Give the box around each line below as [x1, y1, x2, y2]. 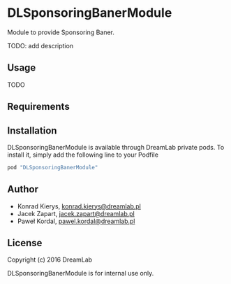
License [7, 237, 43, 249]
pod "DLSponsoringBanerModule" [7, 164, 98, 171]
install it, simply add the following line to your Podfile [7, 150, 159, 159]
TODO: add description [7, 41, 74, 50]
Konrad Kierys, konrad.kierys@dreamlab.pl [17, 201, 141, 211]
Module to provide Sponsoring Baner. [7, 28, 115, 36]
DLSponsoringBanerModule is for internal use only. [7, 269, 154, 278]
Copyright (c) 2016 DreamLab [7, 255, 93, 264]
